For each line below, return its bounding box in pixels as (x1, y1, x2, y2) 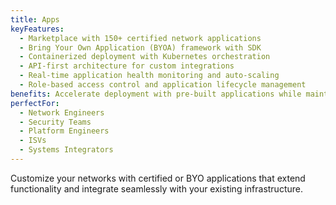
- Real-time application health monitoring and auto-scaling (19, 71, 280, 81)
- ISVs (19, 136, 47, 146)
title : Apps (10, 14, 60, 25)
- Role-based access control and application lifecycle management (19, 80, 307, 90)
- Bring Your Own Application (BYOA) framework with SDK (19, 42, 262, 53)
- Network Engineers (19, 107, 105, 118)
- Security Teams (19, 117, 92, 127)
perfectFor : (10, 98, 60, 108)
